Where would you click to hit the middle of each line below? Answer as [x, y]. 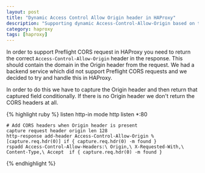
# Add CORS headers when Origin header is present [72, 125]
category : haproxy [30, 29]
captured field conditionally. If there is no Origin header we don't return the [101, 96]
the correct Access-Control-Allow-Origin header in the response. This [95, 58]
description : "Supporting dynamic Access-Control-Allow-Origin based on [101, 23]
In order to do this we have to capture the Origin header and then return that [102, 90]
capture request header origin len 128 [57, 131]
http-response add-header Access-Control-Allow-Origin [77, 136]
